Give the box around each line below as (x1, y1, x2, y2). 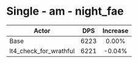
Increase (103, 26, 129, 35)
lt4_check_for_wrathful (9, 46, 75, 55)
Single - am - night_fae (6, 4, 124, 18)
